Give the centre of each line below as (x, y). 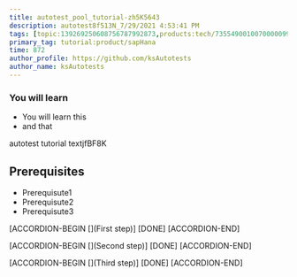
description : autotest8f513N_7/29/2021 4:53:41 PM (104, 26)
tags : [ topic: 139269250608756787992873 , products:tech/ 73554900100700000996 (152, 34)
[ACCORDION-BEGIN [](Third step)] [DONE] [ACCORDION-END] (126, 263)
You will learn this (54, 117)
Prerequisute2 (48, 202)
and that (37, 127)
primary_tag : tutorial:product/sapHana (83, 42)
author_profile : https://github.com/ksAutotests (100, 58)
